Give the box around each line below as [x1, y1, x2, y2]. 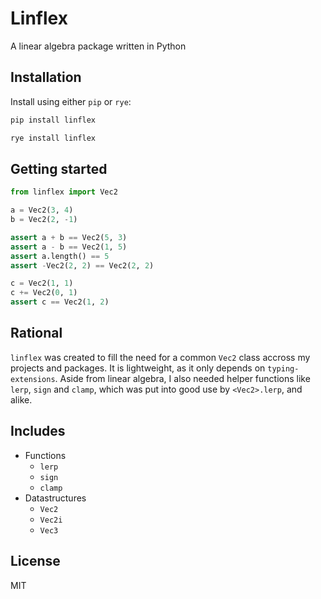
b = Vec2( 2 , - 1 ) [10, 215, 78, 225]
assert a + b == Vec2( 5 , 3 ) [10, 232, 128, 242]
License [10, 553, 61, 570]
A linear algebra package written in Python [10, 40, 187, 52]
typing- [267, 363, 300, 374]
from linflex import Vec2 [10, 187, 118, 197]
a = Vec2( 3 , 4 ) [10, 205, 74, 216]
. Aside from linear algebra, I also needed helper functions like [54, 372, 311, 384]
